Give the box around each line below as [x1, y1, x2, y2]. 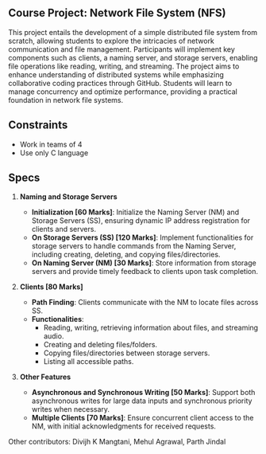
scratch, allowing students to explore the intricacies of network [8, 36, 214, 45]
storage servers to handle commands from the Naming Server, [31, 241, 237, 251]
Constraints [8, 119, 68, 132]
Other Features [19, 372, 71, 382]
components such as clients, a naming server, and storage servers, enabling [8, 53, 258, 62]
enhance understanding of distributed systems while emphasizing [8, 69, 224, 79]
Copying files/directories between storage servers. [43, 348, 210, 358]
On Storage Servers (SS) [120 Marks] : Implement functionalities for [31, 233, 254, 242]
